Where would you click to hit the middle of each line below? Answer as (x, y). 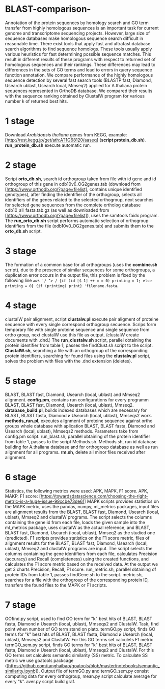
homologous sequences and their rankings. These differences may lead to (80, 65)
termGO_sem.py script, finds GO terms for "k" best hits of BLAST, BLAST (79, 645)
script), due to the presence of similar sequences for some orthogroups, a (80, 270)
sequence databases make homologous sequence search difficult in (74, 38)
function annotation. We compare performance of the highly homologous (79, 75)
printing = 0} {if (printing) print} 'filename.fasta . (62, 285)
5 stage (21, 381)
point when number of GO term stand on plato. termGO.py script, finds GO (80, 629)
